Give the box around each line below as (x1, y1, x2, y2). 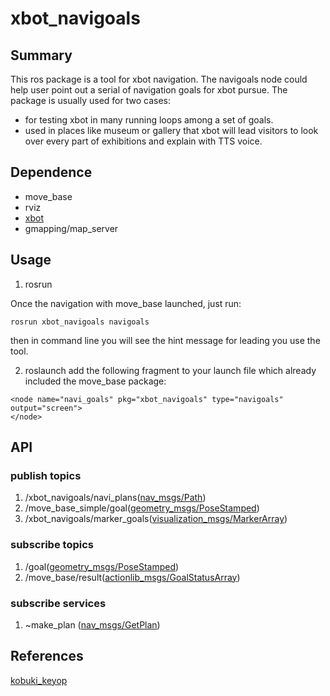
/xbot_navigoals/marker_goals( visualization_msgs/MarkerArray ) (24, 513, 288, 525)
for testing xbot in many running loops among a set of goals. (24, 114, 274, 126)
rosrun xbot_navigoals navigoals (10, 317, 150, 327)
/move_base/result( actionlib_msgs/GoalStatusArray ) (24, 571, 241, 583)
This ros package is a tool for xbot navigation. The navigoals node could (10, 73, 308, 85)
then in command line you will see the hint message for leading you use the (10, 334, 321, 346)
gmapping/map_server (24, 222, 119, 234)
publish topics (10, 468, 82, 482)
